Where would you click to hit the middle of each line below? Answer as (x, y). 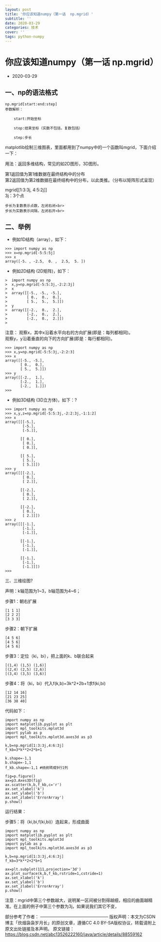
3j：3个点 (15, 196)
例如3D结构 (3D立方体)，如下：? (44, 400)
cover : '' (15, 32)
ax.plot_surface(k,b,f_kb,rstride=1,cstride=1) (54, 874)
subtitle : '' (18, 18)
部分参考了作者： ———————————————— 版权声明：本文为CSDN (80, 917)
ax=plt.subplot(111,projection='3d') (43, 870)
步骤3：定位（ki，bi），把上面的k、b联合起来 (49, 656)
